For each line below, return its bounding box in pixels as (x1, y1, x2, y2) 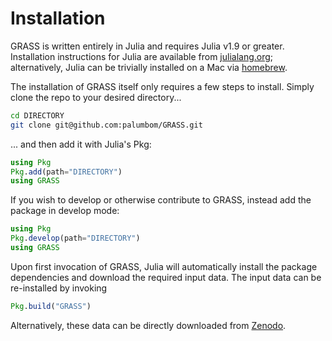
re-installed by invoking (10, 282, 108, 294)
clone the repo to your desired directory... (10, 91, 182, 103)
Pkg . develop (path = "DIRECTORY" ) (10, 233, 141, 244)
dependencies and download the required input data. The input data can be (10, 271, 322, 283)
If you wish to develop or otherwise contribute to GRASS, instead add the (10, 194, 312, 206)
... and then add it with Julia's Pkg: (10, 138, 152, 150)
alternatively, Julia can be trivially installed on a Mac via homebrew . (10, 61, 288, 73)
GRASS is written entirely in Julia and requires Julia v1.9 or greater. (10, 40, 285, 52)
